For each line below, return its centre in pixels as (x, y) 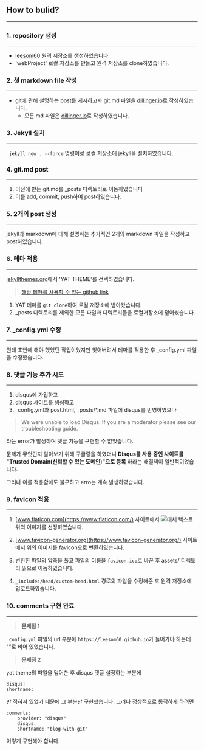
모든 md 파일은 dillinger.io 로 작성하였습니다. (76, 116)
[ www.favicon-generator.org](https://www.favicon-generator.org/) (98, 540)
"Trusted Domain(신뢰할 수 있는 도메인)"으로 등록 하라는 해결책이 (85, 462)
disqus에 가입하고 (36, 395)
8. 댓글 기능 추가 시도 (35, 375)
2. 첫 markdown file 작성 (42, 80)
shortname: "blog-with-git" (53, 729)
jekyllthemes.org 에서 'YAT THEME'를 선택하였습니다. (70, 279)
